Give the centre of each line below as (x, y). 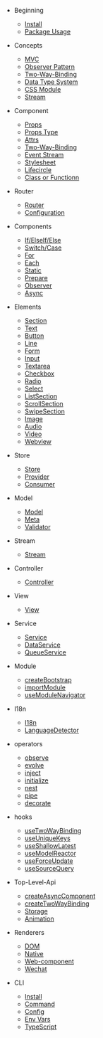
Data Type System (51, 82)
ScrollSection (44, 404)
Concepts (28, 45)
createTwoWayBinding (57, 904)
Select (34, 388)
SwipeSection (44, 411)
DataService (43, 645)
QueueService (46, 652)
